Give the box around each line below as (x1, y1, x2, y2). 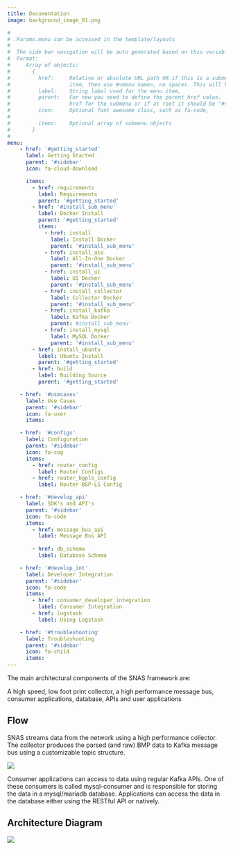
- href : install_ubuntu (32, 346, 101, 353)
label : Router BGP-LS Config (37, 481, 123, 488)
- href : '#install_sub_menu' (32, 203, 116, 211)
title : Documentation (7, 10, 70, 17)
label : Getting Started (25, 152, 95, 159)
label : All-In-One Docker (51, 255, 126, 262)
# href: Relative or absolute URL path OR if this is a (7, 74, 209, 81)
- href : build (32, 365, 73, 372)
